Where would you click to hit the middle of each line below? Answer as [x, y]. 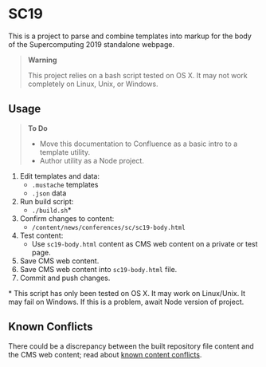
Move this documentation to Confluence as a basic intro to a [139, 144]
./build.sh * [51, 210]
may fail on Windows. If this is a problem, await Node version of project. [126, 302]
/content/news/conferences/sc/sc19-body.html [108, 227]
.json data [49, 193]
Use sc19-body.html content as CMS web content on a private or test [145, 243]
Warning [42, 60]
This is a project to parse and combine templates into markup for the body [130, 36]
